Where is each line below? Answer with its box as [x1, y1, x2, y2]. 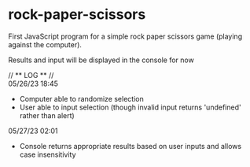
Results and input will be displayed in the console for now [8, 55, 194, 65]
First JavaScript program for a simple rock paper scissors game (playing [8, 32, 242, 41]
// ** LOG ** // [8, 70, 54, 80]
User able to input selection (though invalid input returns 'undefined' [19, 102, 241, 112]
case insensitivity [19, 150, 76, 159]
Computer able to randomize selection [19, 94, 144, 103]
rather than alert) [19, 110, 75, 120]
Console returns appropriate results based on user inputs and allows [19, 141, 242, 150]
